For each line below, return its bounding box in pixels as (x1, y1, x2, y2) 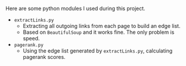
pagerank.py (14, 42, 44, 48)
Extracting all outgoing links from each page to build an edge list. (22, 23, 181, 29)
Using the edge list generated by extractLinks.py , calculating (22, 47, 173, 54)
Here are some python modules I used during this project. (5, 5, 145, 12)
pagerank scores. (22, 54, 66, 60)
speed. (22, 35, 40, 41)
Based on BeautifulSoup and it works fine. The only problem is (22, 29, 175, 36)
